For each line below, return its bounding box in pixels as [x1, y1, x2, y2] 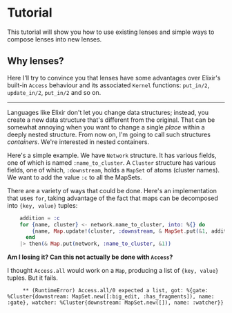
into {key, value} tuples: [7, 201, 78, 209]
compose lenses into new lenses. [7, 35, 102, 43]
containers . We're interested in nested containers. [7, 137, 150, 146]
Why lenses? [7, 55, 64, 67]
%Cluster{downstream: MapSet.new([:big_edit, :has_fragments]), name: [7, 293, 215, 301]
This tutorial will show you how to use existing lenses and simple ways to [7, 28, 215, 36]
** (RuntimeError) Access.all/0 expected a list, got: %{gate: [22, 287, 209, 294]
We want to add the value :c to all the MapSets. [7, 173, 143, 181]
